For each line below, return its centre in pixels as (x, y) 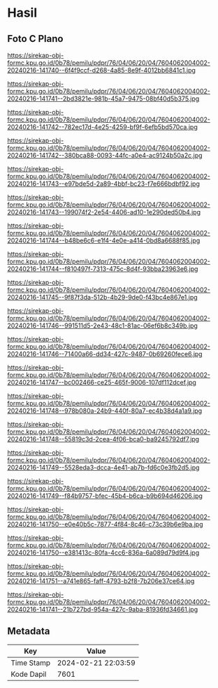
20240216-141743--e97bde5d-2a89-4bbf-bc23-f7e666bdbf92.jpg (104, 184)
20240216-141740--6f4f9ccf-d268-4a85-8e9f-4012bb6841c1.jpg (101, 70)
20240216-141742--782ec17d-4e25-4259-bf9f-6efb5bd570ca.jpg (102, 127)
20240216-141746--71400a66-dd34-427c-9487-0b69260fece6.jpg (105, 354)
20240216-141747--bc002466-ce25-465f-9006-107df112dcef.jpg (102, 382)
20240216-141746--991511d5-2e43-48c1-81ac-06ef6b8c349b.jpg (102, 325)
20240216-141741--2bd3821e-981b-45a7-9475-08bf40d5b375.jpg (103, 98)
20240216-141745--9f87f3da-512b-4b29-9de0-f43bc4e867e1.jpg (102, 297)
